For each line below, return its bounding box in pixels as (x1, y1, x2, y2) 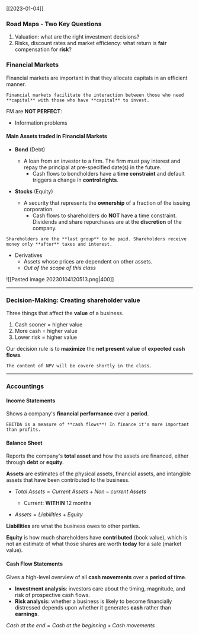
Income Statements (6, 397, 56, 404)
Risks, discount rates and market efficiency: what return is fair (14, 40, 167, 47)
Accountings (6, 382, 44, 390)
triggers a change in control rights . (32, 176, 118, 183)
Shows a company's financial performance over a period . (6, 410, 149, 417)
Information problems (14, 119, 68, 126)
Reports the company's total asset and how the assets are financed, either (6, 452, 189, 459)
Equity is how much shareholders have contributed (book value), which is (6, 534, 188, 541)
